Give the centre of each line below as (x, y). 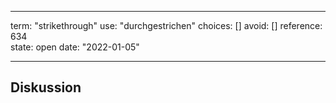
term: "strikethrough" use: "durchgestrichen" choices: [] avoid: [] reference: (166, 25)
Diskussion (46, 87)
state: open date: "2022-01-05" (75, 47)
